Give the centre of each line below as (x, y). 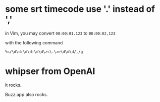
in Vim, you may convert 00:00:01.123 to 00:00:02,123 (60, 33)
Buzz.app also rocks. (27, 94)
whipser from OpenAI (50, 71)
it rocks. (13, 85)
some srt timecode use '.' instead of (80, 9)
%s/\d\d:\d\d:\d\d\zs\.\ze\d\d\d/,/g (44, 52)
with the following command (34, 42)
